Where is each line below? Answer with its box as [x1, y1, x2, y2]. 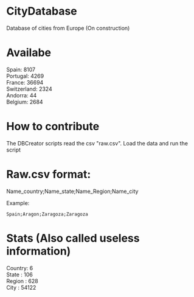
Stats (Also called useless [6, 231, 140, 245]
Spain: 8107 [6, 66, 36, 73]
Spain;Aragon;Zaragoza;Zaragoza [6, 211, 88, 217]
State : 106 [6, 271, 33, 278]
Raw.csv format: [6, 167, 91, 181]
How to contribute [6, 120, 100, 133]
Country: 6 [6, 264, 33, 271]
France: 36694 [6, 79, 44, 86]
